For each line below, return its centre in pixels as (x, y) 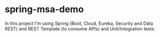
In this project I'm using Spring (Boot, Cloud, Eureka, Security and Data (79, 23)
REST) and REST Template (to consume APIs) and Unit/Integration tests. (80, 28)
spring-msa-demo (44, 9)
